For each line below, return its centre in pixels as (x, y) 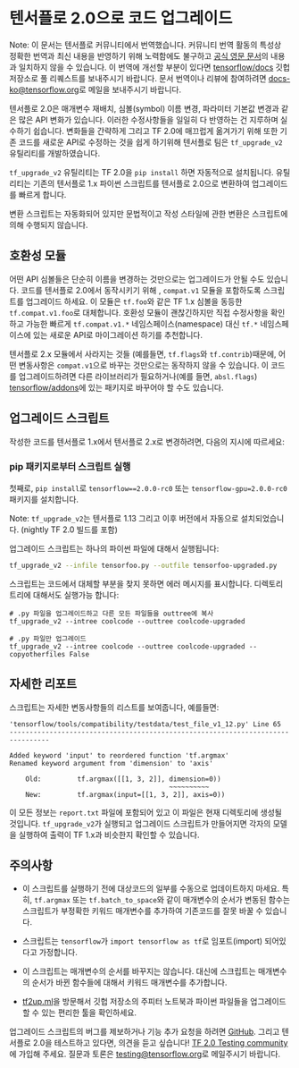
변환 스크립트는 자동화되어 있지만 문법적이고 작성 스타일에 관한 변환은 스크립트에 (149, 213)
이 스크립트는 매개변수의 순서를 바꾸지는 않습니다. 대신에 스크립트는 (139, 971)
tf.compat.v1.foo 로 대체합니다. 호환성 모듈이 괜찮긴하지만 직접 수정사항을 (139, 312)
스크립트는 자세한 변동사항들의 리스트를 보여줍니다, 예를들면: (114, 707)
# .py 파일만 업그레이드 (48, 639)
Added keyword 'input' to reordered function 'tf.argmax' (119, 755)
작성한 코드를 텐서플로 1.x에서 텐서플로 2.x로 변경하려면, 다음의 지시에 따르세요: (147, 441)
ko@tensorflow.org (44, 89)
